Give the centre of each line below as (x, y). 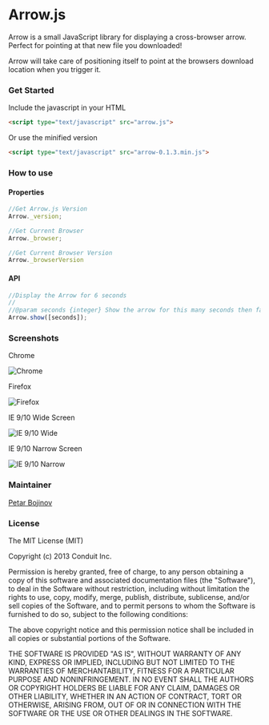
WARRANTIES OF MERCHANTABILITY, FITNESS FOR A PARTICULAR (121, 671)
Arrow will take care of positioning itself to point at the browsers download (131, 61)
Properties (26, 192)
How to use (31, 172)
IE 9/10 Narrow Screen (45, 449)
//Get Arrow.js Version (48, 209)
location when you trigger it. (55, 69)
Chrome (22, 356)
